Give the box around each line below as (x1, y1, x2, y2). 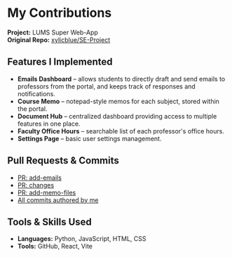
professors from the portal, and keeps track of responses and (17, 82, 196, 91)
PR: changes (17, 180, 55, 189)
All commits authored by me (17, 195, 99, 204)
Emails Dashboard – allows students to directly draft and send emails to (17, 74, 226, 83)
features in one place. (17, 119, 81, 128)
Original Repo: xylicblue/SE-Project (7, 35, 111, 44)
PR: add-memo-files (17, 188, 76, 197)
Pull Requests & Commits (7, 154, 119, 166)
